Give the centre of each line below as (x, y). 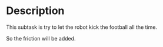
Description (35, 11)
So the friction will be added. (41, 38)
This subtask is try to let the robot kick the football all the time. (82, 27)
